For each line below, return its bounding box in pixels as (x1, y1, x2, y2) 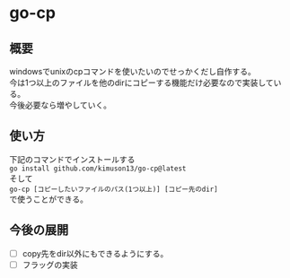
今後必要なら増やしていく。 (9, 100, 112, 110)
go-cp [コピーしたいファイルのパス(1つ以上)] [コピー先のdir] (9, 185, 218, 194)
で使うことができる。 (9, 194, 88, 204)
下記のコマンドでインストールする (9, 153, 136, 164)
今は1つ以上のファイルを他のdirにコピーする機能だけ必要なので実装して (9, 77, 274, 88)
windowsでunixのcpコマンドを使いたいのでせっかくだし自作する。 (9, 66, 256, 76)
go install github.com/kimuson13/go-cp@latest (9, 164, 187, 173)
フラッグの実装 (22, 259, 78, 270)
